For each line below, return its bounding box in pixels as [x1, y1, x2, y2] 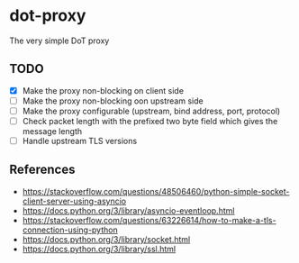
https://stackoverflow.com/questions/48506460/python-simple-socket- [22, 186, 290, 196]
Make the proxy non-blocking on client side [22, 85, 185, 95]
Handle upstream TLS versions [22, 136, 138, 146]
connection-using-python [22, 224, 119, 235]
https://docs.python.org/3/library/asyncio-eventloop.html [22, 204, 235, 216]
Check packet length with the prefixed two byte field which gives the [22, 115, 278, 126]
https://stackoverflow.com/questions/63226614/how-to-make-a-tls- [22, 214, 276, 225]
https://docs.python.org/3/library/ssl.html [22, 243, 177, 254]
